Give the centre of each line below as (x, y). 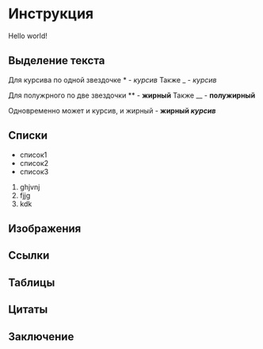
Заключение (41, 337)
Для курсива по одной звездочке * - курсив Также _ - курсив (112, 79)
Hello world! (28, 36)
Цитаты (28, 310)
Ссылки (29, 256)
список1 (33, 155)
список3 (34, 171)
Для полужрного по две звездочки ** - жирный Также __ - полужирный (132, 95)
